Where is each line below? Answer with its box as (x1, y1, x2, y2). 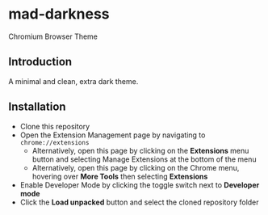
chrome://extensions (19, 138, 90, 146)
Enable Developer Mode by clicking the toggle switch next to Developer (19, 179, 260, 190)
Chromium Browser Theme (8, 32, 98, 41)
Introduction (8, 55, 73, 69)
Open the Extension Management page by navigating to (19, 130, 206, 140)
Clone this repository (19, 121, 90, 131)
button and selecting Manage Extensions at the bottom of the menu (31, 154, 257, 164)
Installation (8, 100, 66, 114)
